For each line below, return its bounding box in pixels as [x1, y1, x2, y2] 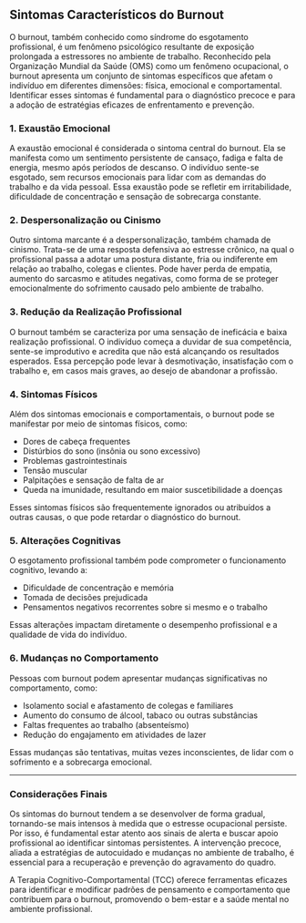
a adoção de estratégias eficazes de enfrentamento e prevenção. [9, 99, 255, 110]
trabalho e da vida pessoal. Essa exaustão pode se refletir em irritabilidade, [9, 181, 292, 192]
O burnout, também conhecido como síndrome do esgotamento [9, 31, 249, 42]
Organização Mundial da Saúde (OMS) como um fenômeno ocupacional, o [9, 60, 289, 71]
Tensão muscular [22, 465, 88, 476]
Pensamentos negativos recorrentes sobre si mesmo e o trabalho [22, 601, 269, 613]
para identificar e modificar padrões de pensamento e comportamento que [9, 884, 291, 895]
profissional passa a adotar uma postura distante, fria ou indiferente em [9, 254, 278, 265]
